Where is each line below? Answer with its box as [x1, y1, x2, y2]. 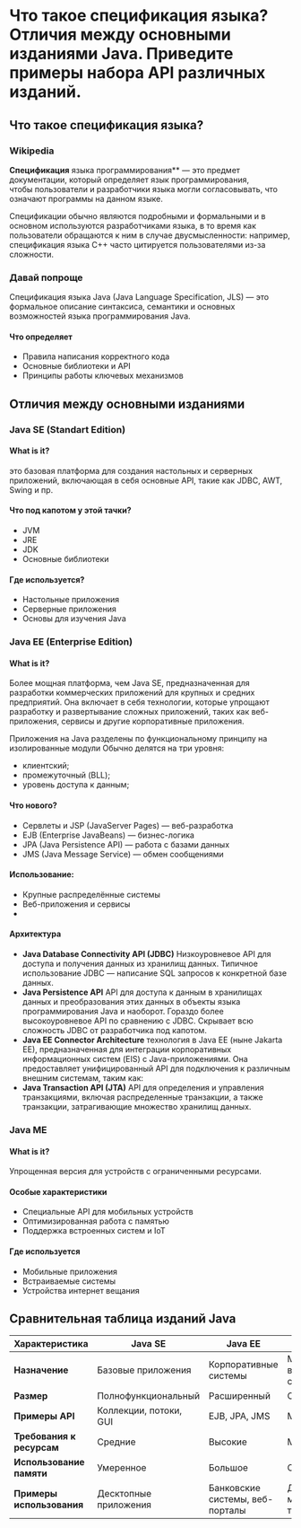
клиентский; [21, 760, 70, 771]
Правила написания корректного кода [21, 351, 170, 362]
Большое [208, 1462, 249, 1474]
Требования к [13, 1430, 76, 1443]
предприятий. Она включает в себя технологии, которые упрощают [9, 697, 271, 707]
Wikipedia [9, 145, 55, 157]
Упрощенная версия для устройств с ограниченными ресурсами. [9, 1166, 262, 1177]
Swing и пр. [9, 484, 54, 495]
